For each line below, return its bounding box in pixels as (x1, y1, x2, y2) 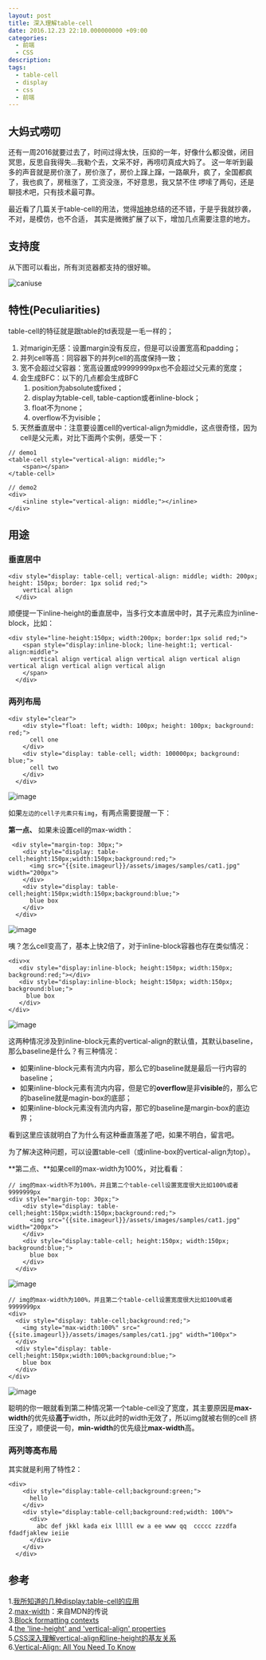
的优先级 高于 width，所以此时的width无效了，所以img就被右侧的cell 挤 (27, 1413, 257, 1422)
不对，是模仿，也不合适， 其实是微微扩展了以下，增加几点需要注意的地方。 (8, 214, 255, 224)
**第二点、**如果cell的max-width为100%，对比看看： (8, 1163, 186, 1173)
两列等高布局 (8, 1445, 58, 1456)
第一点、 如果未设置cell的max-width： (8, 824, 134, 834)
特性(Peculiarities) (8, 304, 101, 317)
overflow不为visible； (31, 412, 104, 423)
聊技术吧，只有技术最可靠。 (8, 187, 100, 197)
